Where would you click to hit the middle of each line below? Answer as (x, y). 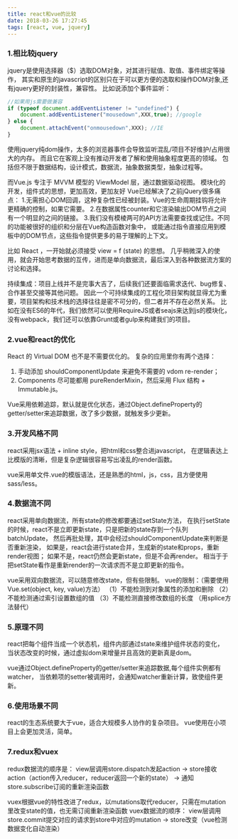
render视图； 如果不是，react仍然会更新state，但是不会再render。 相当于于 (118, 556)
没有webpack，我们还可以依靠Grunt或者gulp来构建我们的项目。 (101, 319)
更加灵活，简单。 (51, 731)
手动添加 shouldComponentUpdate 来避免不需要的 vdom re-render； (118, 372)
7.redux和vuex (33, 752)
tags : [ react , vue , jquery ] (49, 27)
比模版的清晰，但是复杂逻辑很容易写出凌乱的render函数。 (92, 459)
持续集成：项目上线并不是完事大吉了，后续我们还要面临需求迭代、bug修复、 (119, 283)
